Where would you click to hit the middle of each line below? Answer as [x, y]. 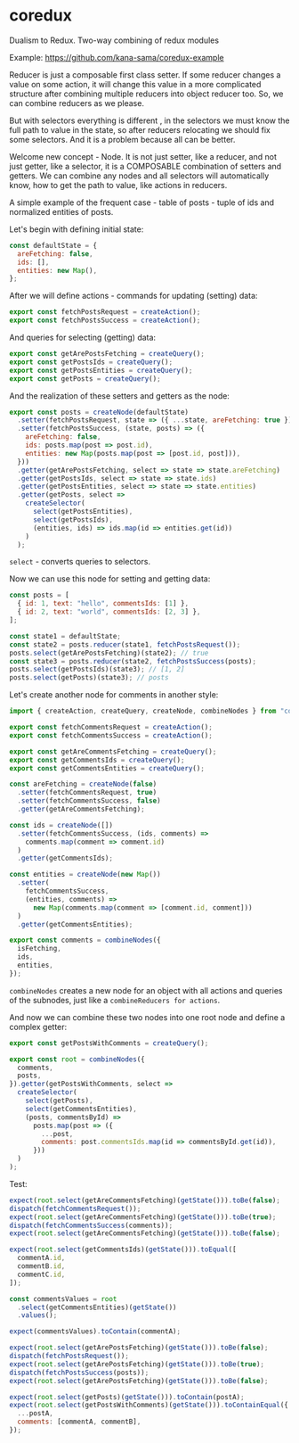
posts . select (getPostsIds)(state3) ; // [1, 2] [97, 670]
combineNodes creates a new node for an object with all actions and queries [146, 990]
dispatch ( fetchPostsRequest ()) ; [69, 1356]
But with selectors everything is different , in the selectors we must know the [149, 120]
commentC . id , [41, 1274]
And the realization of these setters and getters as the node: [119, 396]
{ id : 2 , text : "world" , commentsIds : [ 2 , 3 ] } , [109, 612]
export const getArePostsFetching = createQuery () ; [107, 354]
